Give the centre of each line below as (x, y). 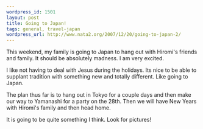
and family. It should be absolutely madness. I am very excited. (85, 58)
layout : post (23, 18)
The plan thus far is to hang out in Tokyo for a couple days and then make (99, 95)
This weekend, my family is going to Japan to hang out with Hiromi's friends (102, 52)
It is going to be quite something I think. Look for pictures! (79, 120)
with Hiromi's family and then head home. (59, 108)
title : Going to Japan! (37, 23)
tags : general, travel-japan (43, 29)
